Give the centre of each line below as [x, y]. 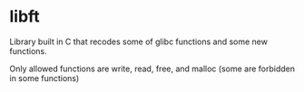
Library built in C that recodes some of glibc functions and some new [138, 41]
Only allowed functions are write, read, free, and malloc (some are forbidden [152, 69]
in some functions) [44, 78]
